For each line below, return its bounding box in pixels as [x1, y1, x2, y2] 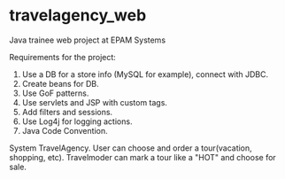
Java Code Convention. [21, 125, 108, 136]
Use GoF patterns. [21, 88, 89, 98]
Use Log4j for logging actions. [21, 116, 133, 127]
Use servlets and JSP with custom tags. [21, 97, 168, 107]
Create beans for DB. [21, 78, 99, 89]
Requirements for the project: [9, 51, 117, 62]
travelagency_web [9, 5, 147, 26]
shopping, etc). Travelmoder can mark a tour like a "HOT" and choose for [9, 152, 276, 162]
